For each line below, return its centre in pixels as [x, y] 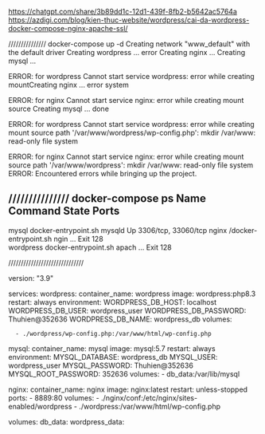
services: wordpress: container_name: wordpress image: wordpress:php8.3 [132, 294]
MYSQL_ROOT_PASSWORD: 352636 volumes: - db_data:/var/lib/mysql [124, 373]
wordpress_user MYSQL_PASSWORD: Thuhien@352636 [101, 365]
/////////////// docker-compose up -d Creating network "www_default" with [129, 44]
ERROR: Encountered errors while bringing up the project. [103, 174]
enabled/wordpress [40, 406]
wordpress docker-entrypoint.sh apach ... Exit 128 [90, 247]
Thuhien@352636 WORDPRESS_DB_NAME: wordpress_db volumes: [120, 319]
